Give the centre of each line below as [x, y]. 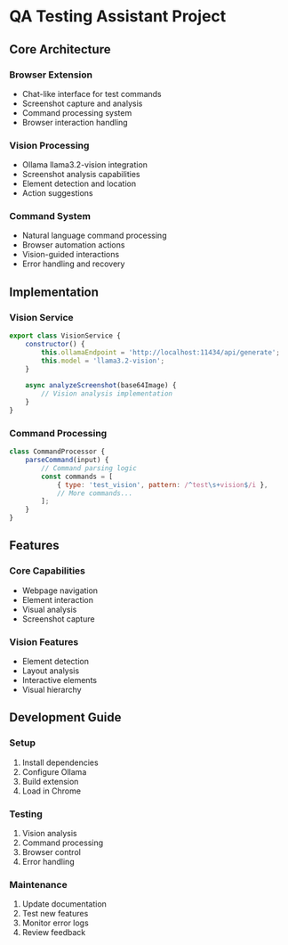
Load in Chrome [52, 791]
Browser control [52, 852]
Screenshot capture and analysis [82, 103]
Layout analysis [51, 671]
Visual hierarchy [52, 690]
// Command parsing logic [89, 468]
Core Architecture [60, 49]
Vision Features [44, 641]
